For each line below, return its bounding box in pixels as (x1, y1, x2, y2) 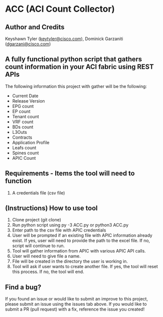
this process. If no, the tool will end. (12, 269, 84, 275)
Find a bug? (5, 283, 42, 291)
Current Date (12, 93, 39, 99)
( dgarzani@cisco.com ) (5, 41, 51, 47)
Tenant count (12, 113, 39, 119)
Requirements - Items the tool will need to (5, 169, 135, 178)
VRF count (12, 119, 34, 125)
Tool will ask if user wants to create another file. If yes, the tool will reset (12, 264, 158, 270)
